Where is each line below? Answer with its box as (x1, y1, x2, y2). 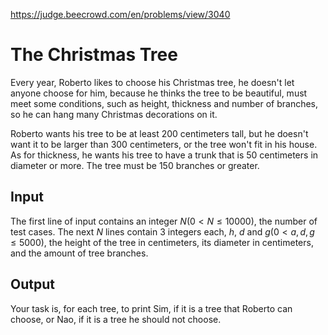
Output (10, 276, 55, 293)
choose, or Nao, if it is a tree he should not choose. (10, 313, 222, 325)
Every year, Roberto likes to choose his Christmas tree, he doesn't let (10, 76, 295, 88)
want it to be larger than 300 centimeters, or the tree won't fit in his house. (10, 138, 318, 150)
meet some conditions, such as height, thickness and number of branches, (10, 97, 319, 109)
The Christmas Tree (10, 44, 178, 66)
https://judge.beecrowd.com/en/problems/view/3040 (10, 9, 231, 20)
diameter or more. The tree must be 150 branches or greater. (10, 159, 260, 171)
